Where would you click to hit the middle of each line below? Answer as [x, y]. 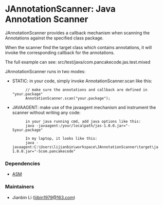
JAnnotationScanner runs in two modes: [45, 71]
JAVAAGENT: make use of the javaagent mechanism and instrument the [84, 107]
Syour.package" [27, 130]
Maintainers [20, 187]
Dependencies [23, 163]
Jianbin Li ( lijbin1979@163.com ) [44, 197]
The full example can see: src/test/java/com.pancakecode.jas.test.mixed [78, 62]
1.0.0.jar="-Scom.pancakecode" [44, 151]
